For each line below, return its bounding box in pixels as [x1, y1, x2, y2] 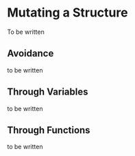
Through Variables [7, 86, 88, 98]
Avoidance [7, 48, 54, 59]
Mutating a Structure [7, 5, 128, 21]
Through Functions [7, 124, 90, 136]
